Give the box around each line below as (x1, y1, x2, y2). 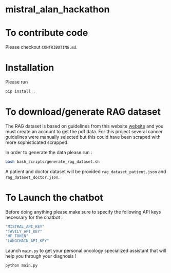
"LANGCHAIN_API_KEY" (5, 238, 50, 244)
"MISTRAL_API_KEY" (5, 224, 45, 229)
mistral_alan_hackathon (5, 4, 110, 15)
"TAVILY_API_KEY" (5, 229, 43, 234)
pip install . (5, 89, 36, 94)
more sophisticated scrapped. (5, 139, 69, 145)
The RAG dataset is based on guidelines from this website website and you (5, 123, 164, 129)
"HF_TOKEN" (5, 234, 29, 239)
